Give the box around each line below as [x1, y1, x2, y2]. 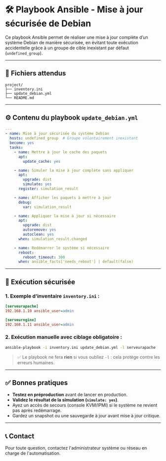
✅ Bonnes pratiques [5, 379, 68, 387]
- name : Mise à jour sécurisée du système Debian [5, 131, 110, 136]
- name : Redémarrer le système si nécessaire [14, 245, 110, 251]
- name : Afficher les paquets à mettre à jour [14, 195, 112, 200]
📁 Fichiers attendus [5, 69, 66, 77]
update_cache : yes [23, 159, 61, 164]
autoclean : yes [23, 232, 54, 237]
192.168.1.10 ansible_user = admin [5, 308, 74, 313]
